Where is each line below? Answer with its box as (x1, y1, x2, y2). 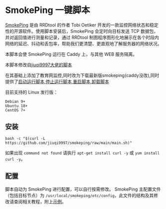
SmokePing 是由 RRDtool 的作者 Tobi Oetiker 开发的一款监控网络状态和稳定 (5, 22, 159, 28)
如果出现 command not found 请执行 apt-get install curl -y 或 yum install (5, 150, 160, 156)
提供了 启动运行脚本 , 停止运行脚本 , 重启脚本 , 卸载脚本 (5, 78, 109, 85)
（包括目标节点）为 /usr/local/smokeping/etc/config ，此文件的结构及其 (5, 192, 154, 198)
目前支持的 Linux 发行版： (5, 89, 58, 95)
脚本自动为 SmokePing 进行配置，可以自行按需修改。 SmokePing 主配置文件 (5, 186, 161, 192)
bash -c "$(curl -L (5, 136, 46, 141)
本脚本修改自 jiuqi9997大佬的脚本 (5, 62, 72, 68)
